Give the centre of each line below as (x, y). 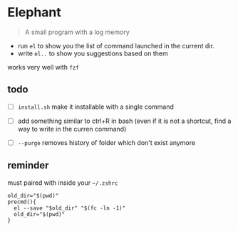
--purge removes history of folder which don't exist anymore (107, 142)
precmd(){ (22, 202)
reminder (28, 165)
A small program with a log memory (77, 32)
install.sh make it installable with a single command (96, 107)
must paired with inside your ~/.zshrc (63, 183)
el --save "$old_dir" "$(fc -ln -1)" (70, 208)
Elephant (35, 12)
